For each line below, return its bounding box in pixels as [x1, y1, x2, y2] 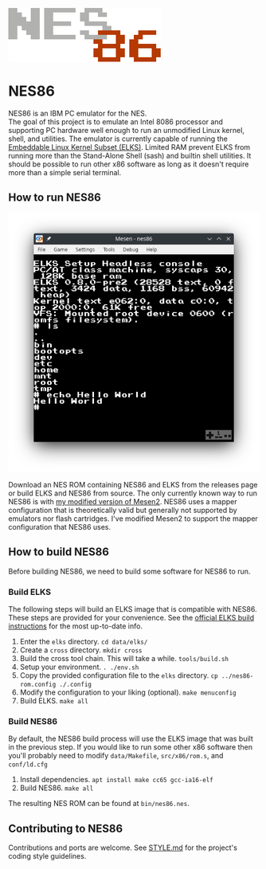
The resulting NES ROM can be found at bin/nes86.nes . [8, 799, 190, 808]
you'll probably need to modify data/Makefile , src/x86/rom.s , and [8, 751, 224, 761]
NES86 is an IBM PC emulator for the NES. [8, 108, 147, 118]
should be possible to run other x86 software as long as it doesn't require [8, 159, 249, 169]
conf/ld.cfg [8, 761, 48, 769]
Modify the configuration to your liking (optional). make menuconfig [19, 687, 237, 697]
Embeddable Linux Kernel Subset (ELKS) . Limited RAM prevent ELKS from [8, 142, 251, 151]
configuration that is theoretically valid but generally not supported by [8, 506, 237, 515]
